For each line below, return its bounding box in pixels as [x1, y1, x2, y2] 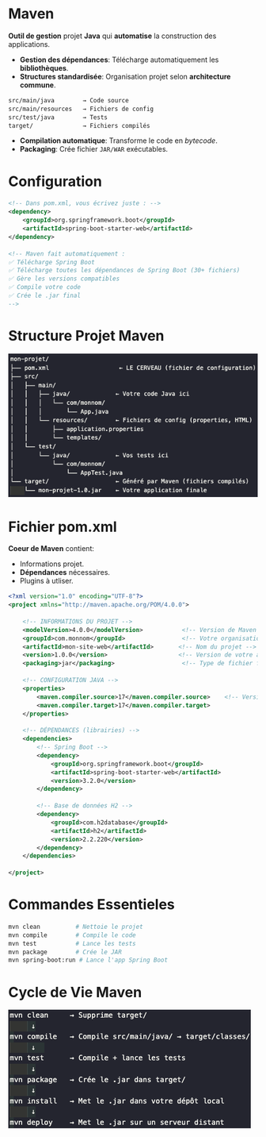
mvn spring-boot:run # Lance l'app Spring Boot [8, 956, 169, 965]
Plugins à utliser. [19, 576, 74, 586]
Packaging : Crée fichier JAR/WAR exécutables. [19, 145, 169, 154]
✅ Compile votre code [8, 283, 82, 291]
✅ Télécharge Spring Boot [8, 258, 95, 266]
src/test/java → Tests [8, 113, 108, 121]
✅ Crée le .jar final [8, 291, 82, 299]
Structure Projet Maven [8, 326, 165, 345]
